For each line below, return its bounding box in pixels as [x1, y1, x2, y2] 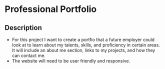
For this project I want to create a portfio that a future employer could [11, 36, 155, 42]
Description [4, 23, 42, 32]
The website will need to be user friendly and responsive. [11, 58, 130, 63]
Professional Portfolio [4, 3, 97, 15]
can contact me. [11, 52, 46, 58]
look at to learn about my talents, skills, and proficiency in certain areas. [11, 42, 160, 48]
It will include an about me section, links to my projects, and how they [11, 47, 155, 53]
